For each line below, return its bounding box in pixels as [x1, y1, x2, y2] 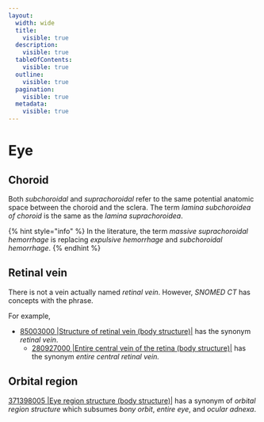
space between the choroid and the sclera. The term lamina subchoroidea [8, 203, 251, 212]
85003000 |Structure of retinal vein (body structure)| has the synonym [19, 326, 251, 336]
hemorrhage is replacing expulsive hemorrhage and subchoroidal [8, 235, 223, 244]
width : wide [15, 19, 55, 27]
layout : [8, 11, 34, 20]
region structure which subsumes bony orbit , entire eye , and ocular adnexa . [8, 404, 257, 413]
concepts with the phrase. [8, 295, 94, 305]
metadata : [15, 100, 48, 108]
